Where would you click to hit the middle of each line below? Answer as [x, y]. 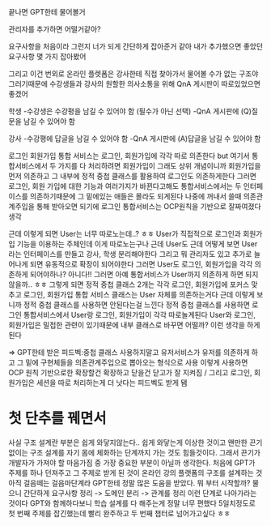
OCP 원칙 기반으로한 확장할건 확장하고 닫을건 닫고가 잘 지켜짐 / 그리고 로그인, [130, 372]
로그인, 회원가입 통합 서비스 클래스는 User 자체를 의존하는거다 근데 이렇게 [139, 295]
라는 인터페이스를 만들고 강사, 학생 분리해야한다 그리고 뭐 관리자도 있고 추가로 [130, 254]
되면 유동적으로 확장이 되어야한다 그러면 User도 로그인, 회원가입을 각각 [141, 264]
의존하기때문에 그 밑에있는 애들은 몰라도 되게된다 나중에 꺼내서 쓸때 [135, 196]
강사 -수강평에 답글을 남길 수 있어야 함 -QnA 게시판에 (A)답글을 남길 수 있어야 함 [135, 139]
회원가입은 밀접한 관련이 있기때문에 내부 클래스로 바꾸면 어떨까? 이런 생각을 [127, 325]
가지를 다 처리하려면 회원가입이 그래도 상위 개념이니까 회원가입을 [159, 166]
